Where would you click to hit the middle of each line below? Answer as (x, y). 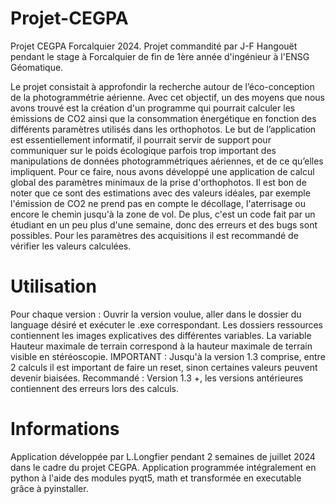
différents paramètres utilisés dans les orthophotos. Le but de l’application (163, 129)
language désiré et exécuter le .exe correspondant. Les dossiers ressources (167, 324)
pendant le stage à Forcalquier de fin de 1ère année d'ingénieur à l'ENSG (160, 56)
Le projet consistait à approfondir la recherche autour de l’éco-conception (162, 86)
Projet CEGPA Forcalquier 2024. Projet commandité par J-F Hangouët (154, 46)
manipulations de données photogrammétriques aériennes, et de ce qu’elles (167, 161)
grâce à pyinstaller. (49, 488)
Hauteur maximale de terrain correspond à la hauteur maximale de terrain (161, 346)
